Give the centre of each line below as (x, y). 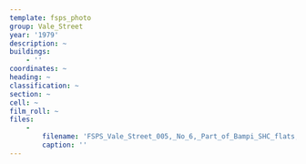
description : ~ (38, 43)
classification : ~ (44, 86)
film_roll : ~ (34, 111)
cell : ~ (24, 102)
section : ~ (30, 94)
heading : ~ (30, 77)
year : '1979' (34, 35)
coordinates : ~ (38, 69)
